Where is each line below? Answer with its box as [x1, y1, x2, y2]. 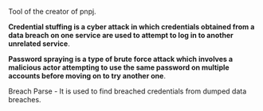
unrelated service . [8, 39, 70, 48]
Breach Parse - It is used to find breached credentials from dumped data [8, 86, 247, 96]
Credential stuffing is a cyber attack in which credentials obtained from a [8, 22, 255, 31]
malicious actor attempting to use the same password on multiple [8, 63, 230, 72]
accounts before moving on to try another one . [8, 71, 166, 80]
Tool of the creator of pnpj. [8, 7, 97, 16]
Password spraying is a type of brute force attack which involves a [8, 55, 234, 63]
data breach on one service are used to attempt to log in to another [8, 31, 234, 40]
